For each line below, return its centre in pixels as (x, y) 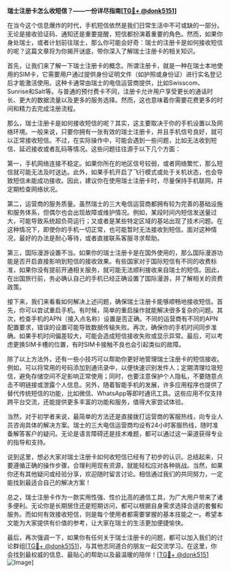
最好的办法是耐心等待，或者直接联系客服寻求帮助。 (91, 238)
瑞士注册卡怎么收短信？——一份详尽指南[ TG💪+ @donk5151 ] (92, 11)
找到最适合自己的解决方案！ (52, 482)
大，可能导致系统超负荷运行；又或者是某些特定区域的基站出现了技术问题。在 (115, 221)
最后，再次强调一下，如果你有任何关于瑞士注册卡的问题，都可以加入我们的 (112, 537)
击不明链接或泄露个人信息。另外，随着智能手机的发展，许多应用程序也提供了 (115, 385)
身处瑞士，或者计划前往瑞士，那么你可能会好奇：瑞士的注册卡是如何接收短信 (115, 43)
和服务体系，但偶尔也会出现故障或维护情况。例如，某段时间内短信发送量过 (112, 212)
